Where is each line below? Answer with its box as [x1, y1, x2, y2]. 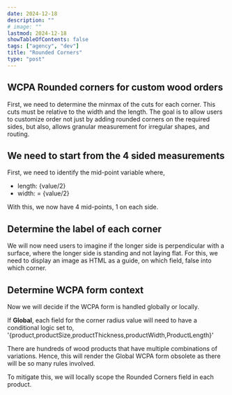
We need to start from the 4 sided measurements [7, 149, 225, 161]
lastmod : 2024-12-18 [7, 29, 68, 37]
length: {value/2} [17, 182, 66, 191]
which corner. [7, 264, 47, 272]
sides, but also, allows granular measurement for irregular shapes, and [7, 122, 210, 131]
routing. [7, 130, 30, 138]
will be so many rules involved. [7, 359, 95, 367]
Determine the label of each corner [7, 223, 162, 234]
